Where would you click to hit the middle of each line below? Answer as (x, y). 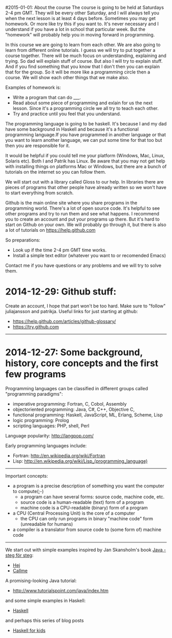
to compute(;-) (28, 491)
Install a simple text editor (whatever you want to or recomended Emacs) (89, 256)
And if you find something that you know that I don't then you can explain (83, 67)
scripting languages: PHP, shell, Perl (51, 426)
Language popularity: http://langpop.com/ (49, 435)
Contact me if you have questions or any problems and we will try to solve (83, 265)
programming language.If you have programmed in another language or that (86, 135)
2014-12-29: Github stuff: (61, 292)
